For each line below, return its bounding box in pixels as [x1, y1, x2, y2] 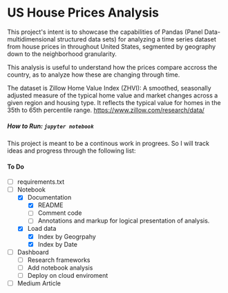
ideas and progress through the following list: [7, 146, 136, 155]
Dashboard [17, 247, 49, 256]
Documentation [27, 193, 72, 202]
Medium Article [17, 278, 61, 287]
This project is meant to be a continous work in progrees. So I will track [7, 139, 209, 147]
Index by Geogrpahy [37, 232, 97, 240]
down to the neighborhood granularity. [7, 50, 117, 58]
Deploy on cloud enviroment [27, 271, 108, 279]
